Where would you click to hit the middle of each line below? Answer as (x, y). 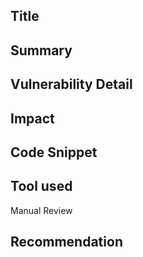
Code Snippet (54, 152)
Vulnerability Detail (71, 84)
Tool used (41, 186)
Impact (32, 118)
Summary (41, 50)
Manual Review (41, 210)
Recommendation (66, 242)
